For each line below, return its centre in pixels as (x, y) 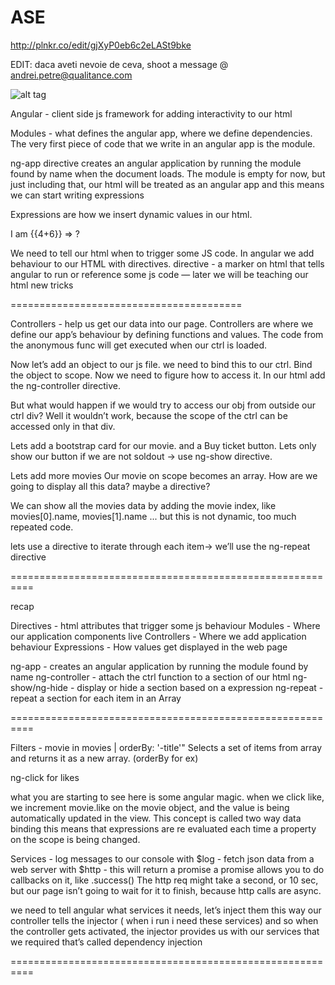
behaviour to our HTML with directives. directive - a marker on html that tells (167, 263)
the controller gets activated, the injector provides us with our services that (165, 931)
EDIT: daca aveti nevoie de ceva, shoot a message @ (119, 64)
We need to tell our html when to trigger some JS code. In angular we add (162, 253)
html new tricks (42, 285)
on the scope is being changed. (75, 839)
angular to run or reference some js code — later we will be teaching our (159, 274)
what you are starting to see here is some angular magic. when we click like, (167, 797)
